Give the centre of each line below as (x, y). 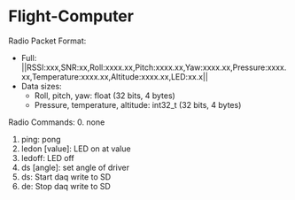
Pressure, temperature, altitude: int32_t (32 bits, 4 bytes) (138, 104)
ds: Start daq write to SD (66, 177)
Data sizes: (42, 86)
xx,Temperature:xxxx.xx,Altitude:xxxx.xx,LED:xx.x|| (115, 76)
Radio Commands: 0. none (57, 122)
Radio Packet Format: (47, 41)
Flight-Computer (71, 16)
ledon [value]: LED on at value (76, 149)
